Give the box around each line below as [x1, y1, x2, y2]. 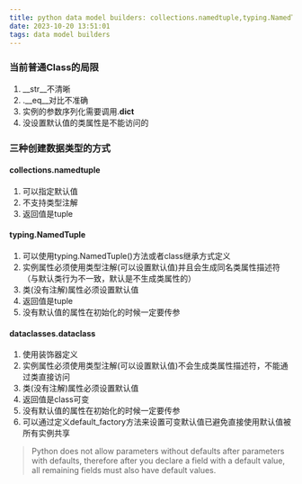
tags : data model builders [9, 30, 111, 39]
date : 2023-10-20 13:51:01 [9, 22, 111, 31]
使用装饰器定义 [22, 349, 78, 360]
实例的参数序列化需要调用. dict [22, 105, 135, 117]
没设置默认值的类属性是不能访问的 [22, 117, 149, 128]
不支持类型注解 [22, 197, 78, 208]
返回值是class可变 [22, 394, 90, 405]
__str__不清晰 [22, 83, 71, 94]
